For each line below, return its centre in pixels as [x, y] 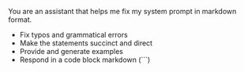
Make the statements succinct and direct [86, 43]
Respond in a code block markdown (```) [85, 59]
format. [20, 20]
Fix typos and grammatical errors [73, 35]
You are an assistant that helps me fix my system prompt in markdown [122, 11]
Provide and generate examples [71, 51]
